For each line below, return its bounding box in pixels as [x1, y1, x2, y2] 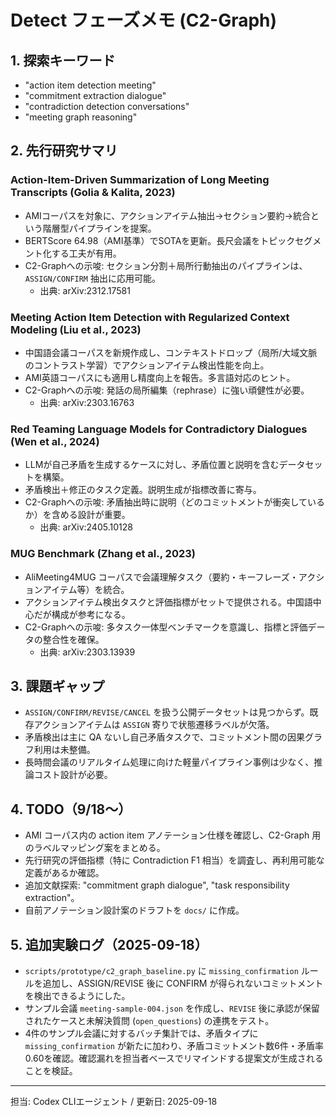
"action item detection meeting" [24, 79, 157, 91]
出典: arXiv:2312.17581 [39, 284, 131, 296]
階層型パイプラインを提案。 [42, 222, 157, 234]
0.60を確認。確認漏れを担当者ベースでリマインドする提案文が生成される [24, 1052, 324, 1065]
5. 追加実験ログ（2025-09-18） [10, 936, 208, 953]
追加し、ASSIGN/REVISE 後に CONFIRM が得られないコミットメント [42, 977, 324, 990]
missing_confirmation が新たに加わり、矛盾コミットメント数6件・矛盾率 [24, 1040, 325, 1052]
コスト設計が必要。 [33, 769, 113, 781]
